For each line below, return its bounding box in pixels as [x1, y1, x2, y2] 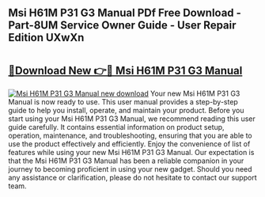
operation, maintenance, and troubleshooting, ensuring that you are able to [8, 131, 253, 140]
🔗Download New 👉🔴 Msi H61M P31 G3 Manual [8, 63, 243, 78]
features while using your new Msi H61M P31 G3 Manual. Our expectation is [8, 148, 255, 157]
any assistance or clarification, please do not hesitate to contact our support [8, 173, 257, 182]
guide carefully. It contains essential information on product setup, [8, 123, 225, 131]
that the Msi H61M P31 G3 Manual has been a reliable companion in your [8, 156, 244, 165]
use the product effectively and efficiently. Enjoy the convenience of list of [8, 139, 251, 149]
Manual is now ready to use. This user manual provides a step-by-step [8, 97, 239, 106]
